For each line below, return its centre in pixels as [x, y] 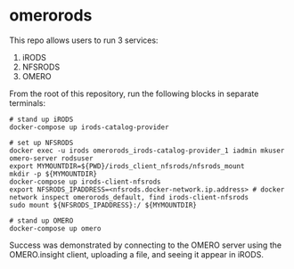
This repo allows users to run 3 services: [84, 40]
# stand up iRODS [41, 119]
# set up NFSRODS [41, 143]
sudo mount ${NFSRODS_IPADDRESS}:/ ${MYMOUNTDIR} [103, 205]
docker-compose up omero [55, 228]
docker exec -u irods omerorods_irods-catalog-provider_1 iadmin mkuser [147, 151]
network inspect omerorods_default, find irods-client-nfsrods [129, 197]
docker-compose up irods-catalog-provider [89, 127]
